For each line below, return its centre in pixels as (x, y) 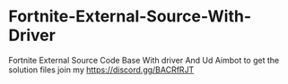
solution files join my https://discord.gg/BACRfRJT (101, 70)
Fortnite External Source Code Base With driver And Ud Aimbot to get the (144, 60)
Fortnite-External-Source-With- (130, 17)
